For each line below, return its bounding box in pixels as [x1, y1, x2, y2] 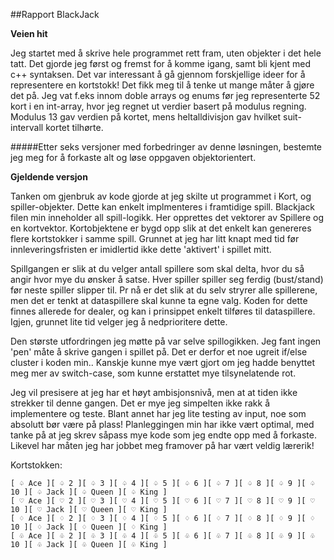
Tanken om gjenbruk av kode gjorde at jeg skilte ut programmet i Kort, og [10, 190, 312, 202]
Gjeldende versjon [10, 171, 88, 183]
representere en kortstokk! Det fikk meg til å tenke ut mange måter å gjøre [10, 79, 315, 91]
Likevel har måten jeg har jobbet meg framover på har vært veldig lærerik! [10, 440, 315, 451]
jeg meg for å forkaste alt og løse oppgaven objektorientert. [10, 152, 257, 163]
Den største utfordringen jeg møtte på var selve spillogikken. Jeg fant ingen [10, 335, 322, 347]
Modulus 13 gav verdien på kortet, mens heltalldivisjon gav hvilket [10, 111, 282, 123]
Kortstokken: [10, 459, 63, 471]
